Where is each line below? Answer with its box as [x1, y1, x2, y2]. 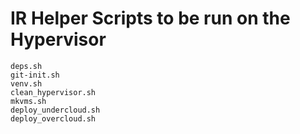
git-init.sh [10, 70, 60, 80]
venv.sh [10, 78, 43, 89]
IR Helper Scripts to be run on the [10, 7, 291, 30]
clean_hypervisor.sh [10, 87, 97, 97]
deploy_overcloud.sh [10, 113, 97, 124]
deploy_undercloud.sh [10, 105, 101, 115]
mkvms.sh [10, 96, 47, 106]
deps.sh [10, 61, 43, 71]
